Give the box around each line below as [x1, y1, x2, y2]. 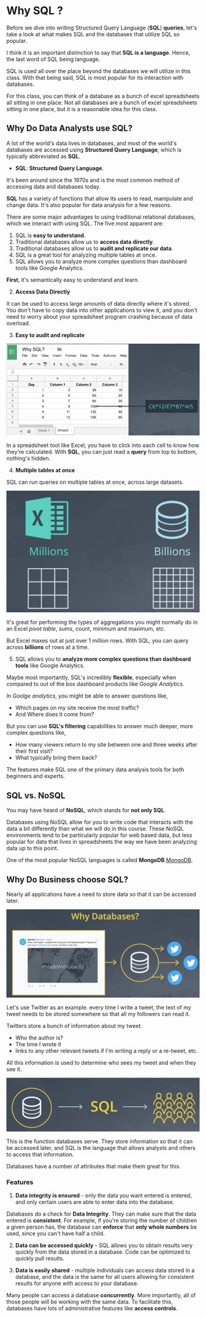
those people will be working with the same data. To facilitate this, [6, 1298, 174, 1305]
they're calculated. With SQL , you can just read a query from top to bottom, [6, 448, 197, 456]
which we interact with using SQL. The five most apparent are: [6, 219, 164, 227]
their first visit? [15, 747, 53, 755]
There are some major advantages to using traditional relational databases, [6, 213, 196, 220]
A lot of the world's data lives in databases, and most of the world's [6, 139, 177, 147]
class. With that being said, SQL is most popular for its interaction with [6, 74, 184, 81]
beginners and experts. [6, 772, 66, 780]
